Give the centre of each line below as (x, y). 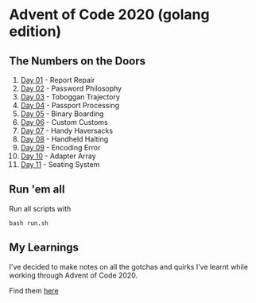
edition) (35, 31)
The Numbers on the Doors (78, 61)
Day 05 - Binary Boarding (62, 114)
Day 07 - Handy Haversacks (67, 130)
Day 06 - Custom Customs (64, 122)
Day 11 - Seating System (60, 164)
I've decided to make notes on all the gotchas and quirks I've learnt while (129, 266)
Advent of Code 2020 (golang (109, 15)
